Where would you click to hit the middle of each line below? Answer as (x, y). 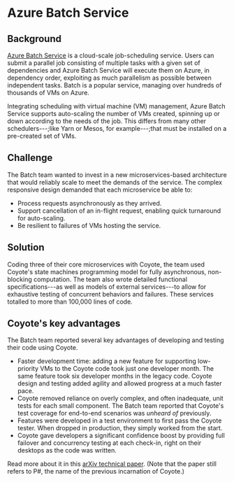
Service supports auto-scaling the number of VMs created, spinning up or (114, 114)
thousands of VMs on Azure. (48, 93)
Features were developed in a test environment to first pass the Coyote (119, 420)
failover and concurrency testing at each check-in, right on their (109, 443)
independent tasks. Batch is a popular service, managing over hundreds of (115, 85)
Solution (26, 247)
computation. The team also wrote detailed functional (110, 279)
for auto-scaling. (41, 218)
